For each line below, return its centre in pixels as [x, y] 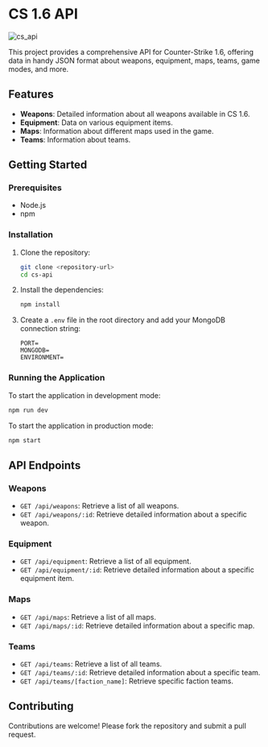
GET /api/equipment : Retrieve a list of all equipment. [105, 562]
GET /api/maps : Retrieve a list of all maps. [88, 616]
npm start [25, 440]
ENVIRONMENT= [42, 358]
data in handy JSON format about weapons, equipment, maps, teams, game [134, 60]
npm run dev [28, 410]
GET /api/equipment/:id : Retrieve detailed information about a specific [137, 570]
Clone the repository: [55, 252]
